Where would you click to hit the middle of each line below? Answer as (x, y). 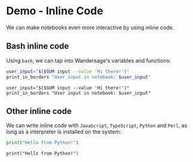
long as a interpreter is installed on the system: (64, 132)
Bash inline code (38, 46)
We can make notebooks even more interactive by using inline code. (90, 27)
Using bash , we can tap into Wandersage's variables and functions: (89, 60)
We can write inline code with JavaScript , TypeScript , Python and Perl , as (97, 126)
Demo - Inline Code (55, 11)
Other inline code (39, 111)
